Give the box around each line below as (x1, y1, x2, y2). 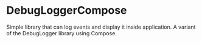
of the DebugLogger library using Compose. (6, 29, 117, 36)
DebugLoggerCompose (6, 4, 127, 17)
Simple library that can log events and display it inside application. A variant (6, 23, 196, 30)
